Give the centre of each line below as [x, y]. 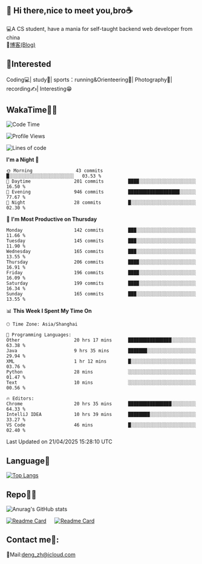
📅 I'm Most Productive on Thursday [52, 219]
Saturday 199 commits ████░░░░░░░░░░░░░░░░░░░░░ [101, 284]
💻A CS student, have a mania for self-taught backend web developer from [99, 29]
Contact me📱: [33, 540]
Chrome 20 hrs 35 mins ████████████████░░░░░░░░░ [101, 404]
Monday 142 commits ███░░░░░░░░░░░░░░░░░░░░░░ [101, 230]
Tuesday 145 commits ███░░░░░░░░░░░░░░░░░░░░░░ [101, 241]
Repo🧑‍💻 [21, 495]
